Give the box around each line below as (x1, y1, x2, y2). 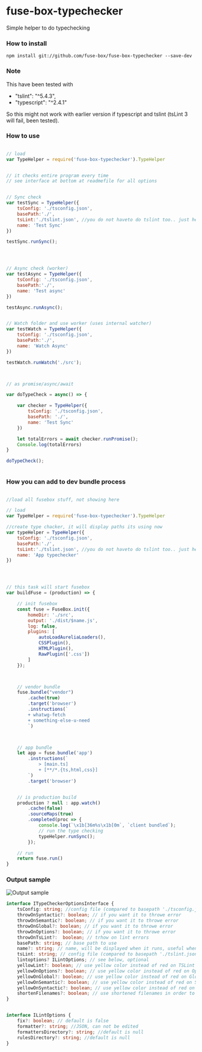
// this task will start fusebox (6, 584, 90, 590)
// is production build (17, 794, 77, 800)
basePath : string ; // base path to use (17, 940, 117, 946)
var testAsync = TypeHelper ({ (6, 271, 82, 277)
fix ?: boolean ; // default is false (17, 1018, 109, 1024)
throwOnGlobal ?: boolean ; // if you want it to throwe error (17, 923, 173, 929)
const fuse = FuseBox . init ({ (17, 606, 90, 613)
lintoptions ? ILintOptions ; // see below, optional (17, 957, 149, 963)
